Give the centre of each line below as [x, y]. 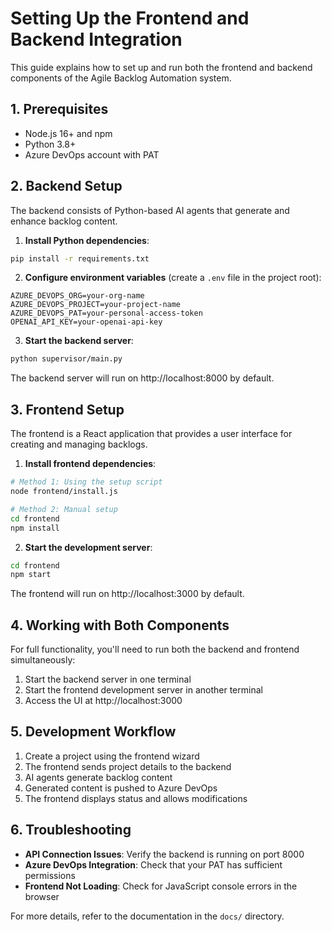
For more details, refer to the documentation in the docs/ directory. [147, 916]
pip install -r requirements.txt [80, 258]
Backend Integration [96, 39]
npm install [35, 528]
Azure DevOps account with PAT [92, 154]
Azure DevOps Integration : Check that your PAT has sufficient [153, 864]
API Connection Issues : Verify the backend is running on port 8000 [164, 854]
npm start [31, 575]
